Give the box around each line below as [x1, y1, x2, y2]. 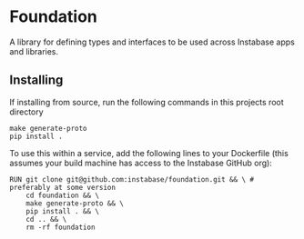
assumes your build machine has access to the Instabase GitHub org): [9, 157, 273, 168]
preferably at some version [9, 183, 117, 192]
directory [9, 106, 44, 117]
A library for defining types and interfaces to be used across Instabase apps [9, 36, 296, 47]
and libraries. [9, 45, 59, 56]
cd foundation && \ [25, 191, 100, 200]
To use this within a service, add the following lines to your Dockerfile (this [9, 147, 289, 158]
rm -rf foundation [25, 223, 96, 232]
